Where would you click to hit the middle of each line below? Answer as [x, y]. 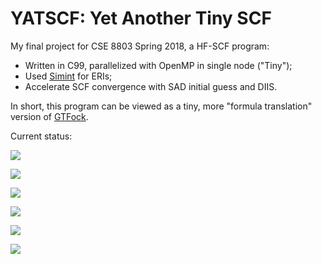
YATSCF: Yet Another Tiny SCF [141, 18]
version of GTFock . [49, 116]
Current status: [41, 136]
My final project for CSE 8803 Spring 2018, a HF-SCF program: [140, 46]
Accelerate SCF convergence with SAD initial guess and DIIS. [151, 86]
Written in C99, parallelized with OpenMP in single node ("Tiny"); [158, 65]
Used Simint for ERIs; [68, 76]
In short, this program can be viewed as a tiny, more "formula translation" [161, 106]
